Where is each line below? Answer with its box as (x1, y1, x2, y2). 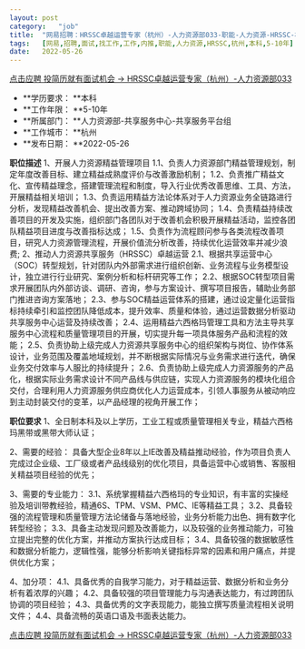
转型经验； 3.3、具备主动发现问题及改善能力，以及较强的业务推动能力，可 (9, 522, 286, 533)
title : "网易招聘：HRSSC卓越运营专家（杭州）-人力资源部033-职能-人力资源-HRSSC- (9, 30, 295, 39)
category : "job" (9, 22, 79, 31)
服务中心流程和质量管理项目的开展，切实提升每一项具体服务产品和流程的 (9, 329, 280, 340)
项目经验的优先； (33, 470, 97, 481)
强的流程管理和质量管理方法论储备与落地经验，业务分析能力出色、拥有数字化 (9, 512, 296, 522)
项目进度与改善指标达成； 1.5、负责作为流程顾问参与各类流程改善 (33, 226, 277, 237)
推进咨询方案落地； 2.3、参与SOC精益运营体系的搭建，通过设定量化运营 (16, 294, 288, 305)
